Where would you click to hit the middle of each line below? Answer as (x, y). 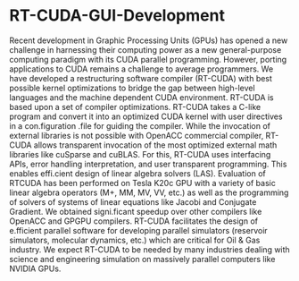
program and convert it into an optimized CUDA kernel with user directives (146, 116)
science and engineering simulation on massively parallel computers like (142, 259)
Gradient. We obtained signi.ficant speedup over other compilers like (136, 211)
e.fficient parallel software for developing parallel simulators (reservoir (138, 230)
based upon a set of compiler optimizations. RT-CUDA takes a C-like (135, 106)
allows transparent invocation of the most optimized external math (155, 145)
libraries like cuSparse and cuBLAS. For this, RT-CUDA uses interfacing (140, 154)
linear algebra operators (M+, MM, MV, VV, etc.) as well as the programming (149, 192)
